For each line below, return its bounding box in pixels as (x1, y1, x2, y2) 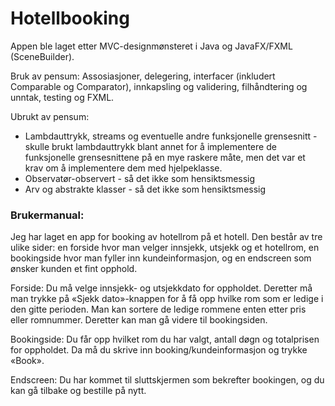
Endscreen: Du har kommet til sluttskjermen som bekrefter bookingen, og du (10, 374, 325, 386)
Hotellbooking (10, 7, 130, 30)
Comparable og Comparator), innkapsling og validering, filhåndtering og (10, 80, 308, 92)
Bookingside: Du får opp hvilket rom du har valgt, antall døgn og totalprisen (10, 333, 320, 346)
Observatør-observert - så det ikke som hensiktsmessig (24, 172, 256, 184)
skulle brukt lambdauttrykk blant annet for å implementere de (24, 140, 277, 152)
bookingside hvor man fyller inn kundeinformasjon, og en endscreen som (10, 252, 312, 264)
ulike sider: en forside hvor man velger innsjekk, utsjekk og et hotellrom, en (10, 242, 320, 254)
